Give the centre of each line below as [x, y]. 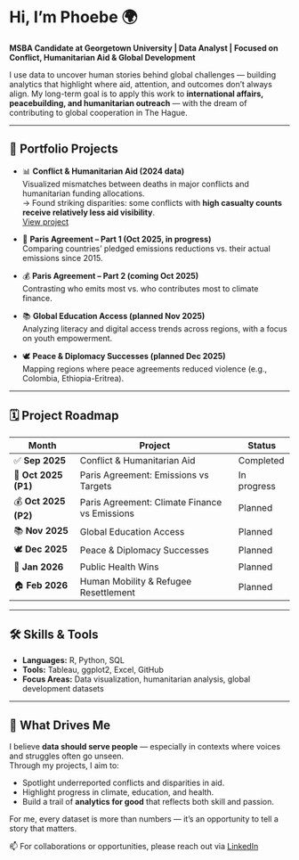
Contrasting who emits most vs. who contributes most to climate [140, 288]
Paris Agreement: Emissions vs [144, 475]
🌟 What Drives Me [60, 725]
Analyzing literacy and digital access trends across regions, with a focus [154, 328]
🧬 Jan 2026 [39, 567]
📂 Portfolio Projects [64, 149]
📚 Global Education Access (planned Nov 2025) [113, 315]
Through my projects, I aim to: [65, 766]
